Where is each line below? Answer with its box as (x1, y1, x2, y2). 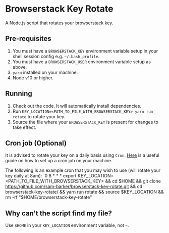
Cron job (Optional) (5, 138, 67, 147)
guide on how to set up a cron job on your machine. (5, 158, 112, 164)
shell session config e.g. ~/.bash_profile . (12, 53, 100, 59)
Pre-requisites (5, 34, 51, 43)
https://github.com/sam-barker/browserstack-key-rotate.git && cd (5, 183, 143, 190)
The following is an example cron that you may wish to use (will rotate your (5, 167, 161, 173)
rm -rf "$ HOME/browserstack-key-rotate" (5, 194, 92, 200)
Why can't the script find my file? (5, 209, 112, 217)
